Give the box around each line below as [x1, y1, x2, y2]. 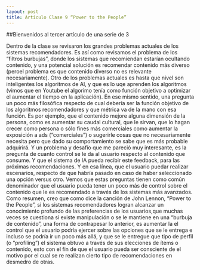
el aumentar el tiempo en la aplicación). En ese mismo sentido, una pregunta [6, 93, 195, 100]
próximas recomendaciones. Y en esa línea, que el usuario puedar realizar [6, 162, 189, 170]
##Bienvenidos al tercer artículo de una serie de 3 [6, 30, 130, 38]
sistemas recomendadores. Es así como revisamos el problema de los [6, 48, 178, 56]
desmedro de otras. [6, 258, 55, 265]
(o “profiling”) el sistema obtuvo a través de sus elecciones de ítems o [6, 239, 179, 246]
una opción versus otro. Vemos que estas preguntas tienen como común [6, 176, 185, 183]
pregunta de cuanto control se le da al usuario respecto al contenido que [6, 150, 185, 157]
